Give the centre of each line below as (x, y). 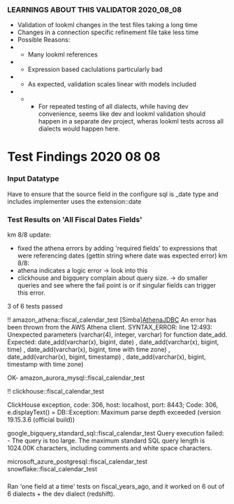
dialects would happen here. (79, 129)
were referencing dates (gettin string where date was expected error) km (122, 255)
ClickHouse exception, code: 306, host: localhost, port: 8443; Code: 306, (113, 405)
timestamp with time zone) (45, 364)
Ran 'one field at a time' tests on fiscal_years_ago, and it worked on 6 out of (116, 486)
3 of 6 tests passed (35, 306)
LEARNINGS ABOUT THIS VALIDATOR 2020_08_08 (95, 10)
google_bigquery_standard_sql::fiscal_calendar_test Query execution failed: (116, 433)
